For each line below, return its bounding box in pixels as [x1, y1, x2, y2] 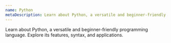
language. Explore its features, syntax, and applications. [5, 32, 124, 38]
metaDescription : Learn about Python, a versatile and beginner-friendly [5, 12, 166, 17]
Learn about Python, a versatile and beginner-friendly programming [5, 26, 148, 32]
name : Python [5, 7, 33, 13]
